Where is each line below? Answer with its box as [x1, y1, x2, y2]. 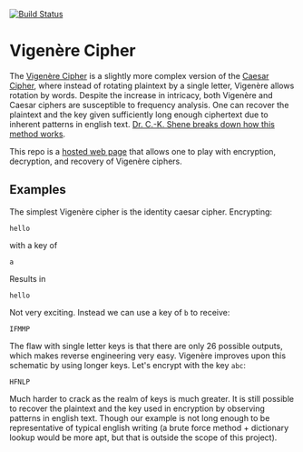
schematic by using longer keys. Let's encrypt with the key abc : [9, 359, 247, 370]
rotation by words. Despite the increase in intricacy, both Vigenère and [9, 89, 274, 100]
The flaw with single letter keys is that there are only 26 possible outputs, [9, 340, 283, 351]
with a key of [9, 239, 58, 250]
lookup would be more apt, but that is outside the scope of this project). [9, 432, 278, 443]
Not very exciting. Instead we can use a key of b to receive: [9, 306, 230, 317]
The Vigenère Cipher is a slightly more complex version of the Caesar [9, 70, 269, 81]
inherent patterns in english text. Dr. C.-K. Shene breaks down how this [9, 118, 275, 129]
